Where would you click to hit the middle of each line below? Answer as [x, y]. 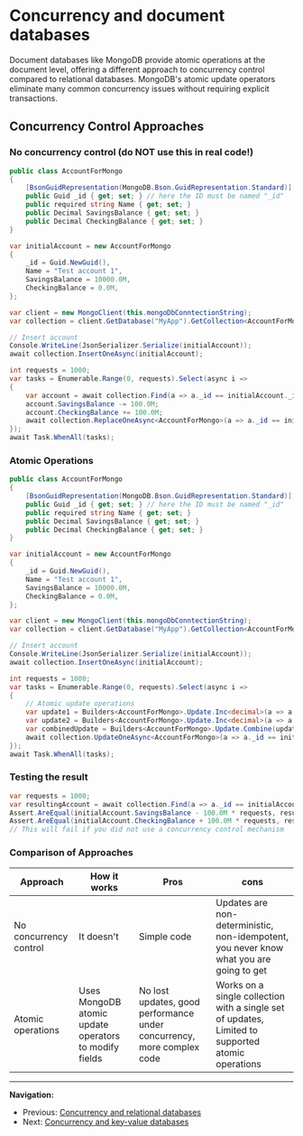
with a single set [250, 1007]
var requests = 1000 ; [50, 796]
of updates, [240, 1019]
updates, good [169, 1002]
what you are [243, 959]
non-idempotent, [252, 937]
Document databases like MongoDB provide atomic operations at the [138, 60]
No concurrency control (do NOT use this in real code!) [132, 152]
